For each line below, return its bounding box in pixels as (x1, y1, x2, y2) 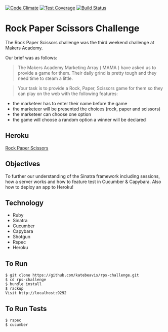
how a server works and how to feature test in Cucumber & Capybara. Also (5, 178, 161, 185)
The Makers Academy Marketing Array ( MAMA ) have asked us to (17, 64, 156, 71)
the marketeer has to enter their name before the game (12, 100, 128, 106)
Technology (5, 198, 44, 207)
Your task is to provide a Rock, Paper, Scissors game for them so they (17, 85, 163, 91)
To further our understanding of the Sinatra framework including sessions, (5, 173, 160, 179)
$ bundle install (5, 282, 42, 287)
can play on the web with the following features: (17, 90, 118, 97)
